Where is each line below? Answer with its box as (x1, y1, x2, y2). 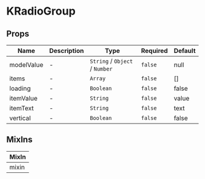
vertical (9, 114, 31, 122)
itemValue (9, 94, 38, 102)
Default (173, 47, 196, 55)
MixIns (6, 135, 33, 145)
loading (9, 84, 31, 93)
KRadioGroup (6, 4, 76, 18)
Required (141, 47, 168, 55)
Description (49, 47, 84, 55)
